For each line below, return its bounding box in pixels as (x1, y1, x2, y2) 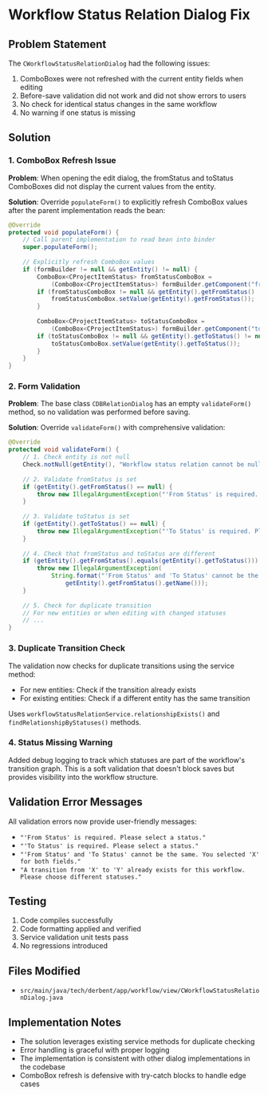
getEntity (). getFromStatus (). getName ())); (65, 579, 209, 587)
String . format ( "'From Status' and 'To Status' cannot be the (50, 572, 259, 580)
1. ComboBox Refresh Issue (8, 155, 117, 166)
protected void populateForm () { (8, 228, 120, 236)
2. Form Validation (8, 381, 81, 392)
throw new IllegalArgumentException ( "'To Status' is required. (37, 527, 251, 536)
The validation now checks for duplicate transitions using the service (8, 661, 235, 670)
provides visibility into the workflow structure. (8, 772, 159, 781)
